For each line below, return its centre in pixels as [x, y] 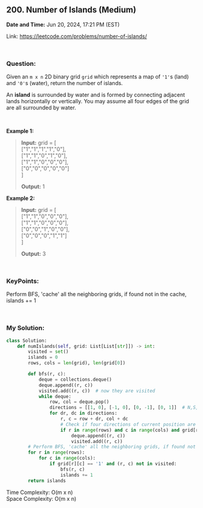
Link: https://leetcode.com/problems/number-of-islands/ [77, 36]
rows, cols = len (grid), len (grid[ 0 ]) [77, 363]
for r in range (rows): [56, 452]
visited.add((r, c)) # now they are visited [97, 391]
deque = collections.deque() [75, 379]
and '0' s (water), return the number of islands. [65, 83]
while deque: [55, 396]
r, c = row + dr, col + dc [94, 419]
